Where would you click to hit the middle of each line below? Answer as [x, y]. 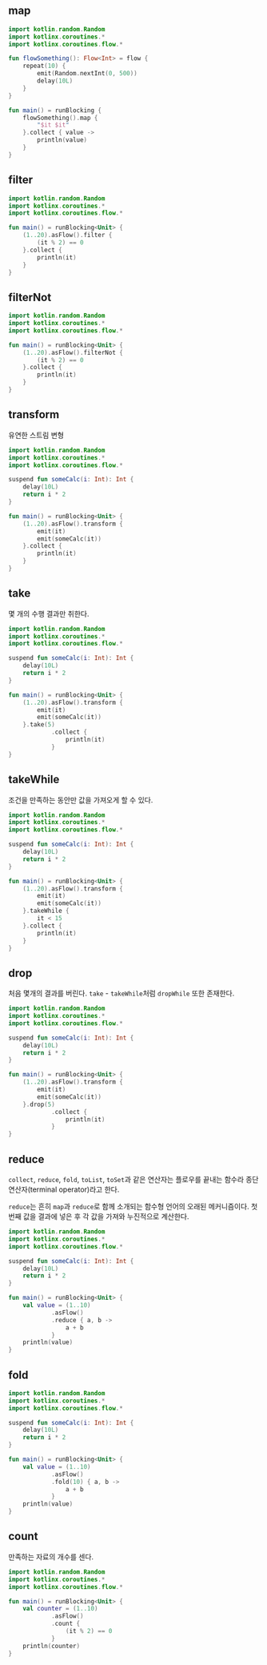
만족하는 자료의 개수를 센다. [51, 1556]
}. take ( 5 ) [39, 725]
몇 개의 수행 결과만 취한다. [49, 613]
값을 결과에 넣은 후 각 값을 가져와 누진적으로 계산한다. [106, 1217]
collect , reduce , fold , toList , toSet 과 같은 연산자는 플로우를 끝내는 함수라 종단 [133, 1179]
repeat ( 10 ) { [44, 66]
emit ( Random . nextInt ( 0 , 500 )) [87, 74]
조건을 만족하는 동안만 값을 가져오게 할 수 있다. [81, 800]
